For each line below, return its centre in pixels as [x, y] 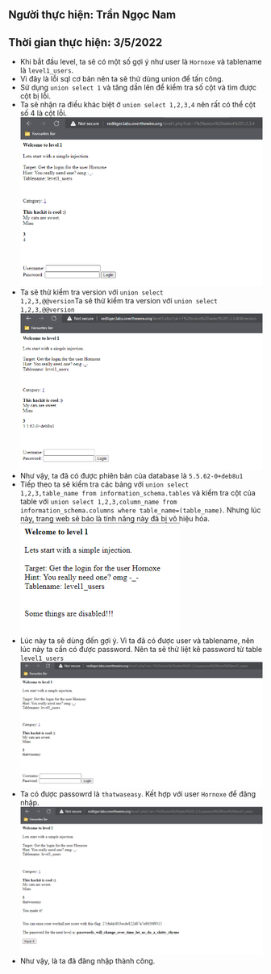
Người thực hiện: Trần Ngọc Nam [92, 15]
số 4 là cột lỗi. [43, 113]
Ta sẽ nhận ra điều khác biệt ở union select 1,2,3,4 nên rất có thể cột [138, 105]
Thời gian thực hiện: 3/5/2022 [85, 42]
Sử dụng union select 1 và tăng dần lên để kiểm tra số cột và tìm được [138, 88]
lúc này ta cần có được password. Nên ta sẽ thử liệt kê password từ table [141, 650]
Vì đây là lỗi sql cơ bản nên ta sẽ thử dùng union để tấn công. [122, 79]
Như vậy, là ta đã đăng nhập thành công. [88, 960]
